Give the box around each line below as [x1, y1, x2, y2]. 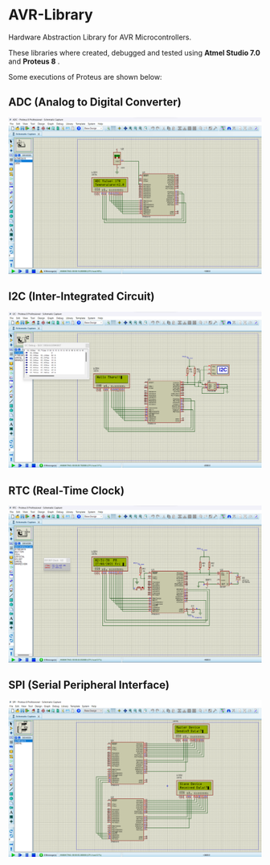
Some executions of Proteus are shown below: [8, 72, 162, 81]
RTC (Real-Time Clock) [8, 483, 125, 497]
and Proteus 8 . [8, 56, 60, 66]
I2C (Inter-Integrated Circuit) [8, 290, 155, 304]
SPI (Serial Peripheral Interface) [8, 678, 170, 692]
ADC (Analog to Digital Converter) [8, 95, 182, 110]
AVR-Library [8, 6, 94, 24]
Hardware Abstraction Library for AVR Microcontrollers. [8, 32, 192, 42]
